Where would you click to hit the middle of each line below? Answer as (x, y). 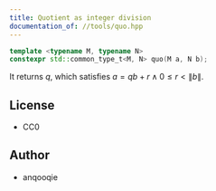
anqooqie (40, 177)
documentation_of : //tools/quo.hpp (76, 26)
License (32, 105)
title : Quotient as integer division (80, 18)
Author (29, 155)
